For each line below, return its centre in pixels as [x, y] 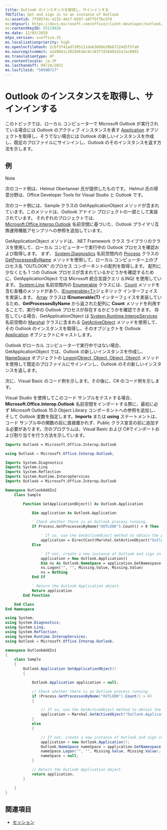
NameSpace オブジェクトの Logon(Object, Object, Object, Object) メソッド [82, 358]
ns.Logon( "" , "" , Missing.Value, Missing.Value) [92, 568]
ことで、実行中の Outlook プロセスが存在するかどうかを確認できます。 [81, 310]
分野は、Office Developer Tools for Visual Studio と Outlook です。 [77, 195]
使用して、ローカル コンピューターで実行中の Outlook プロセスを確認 [84, 247]
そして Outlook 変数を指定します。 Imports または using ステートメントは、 [83, 416]
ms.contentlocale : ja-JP [31, 61]
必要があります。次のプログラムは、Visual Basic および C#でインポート [82, 429]
